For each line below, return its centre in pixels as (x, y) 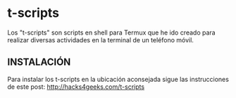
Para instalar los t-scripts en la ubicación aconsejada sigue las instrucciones (118, 79)
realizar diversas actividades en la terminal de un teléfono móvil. (100, 39)
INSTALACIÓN (39, 62)
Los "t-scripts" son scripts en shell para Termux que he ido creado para (112, 32)
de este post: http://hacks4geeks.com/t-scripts (76, 87)
